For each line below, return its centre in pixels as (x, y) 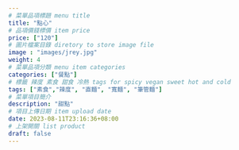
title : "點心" (31, 23)
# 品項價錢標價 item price (49, 30)
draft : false (30, 133)
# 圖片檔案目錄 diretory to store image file (81, 45)
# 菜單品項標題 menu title (49, 15)
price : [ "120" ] (33, 38)
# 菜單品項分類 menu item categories (67, 67)
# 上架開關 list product (47, 126)
